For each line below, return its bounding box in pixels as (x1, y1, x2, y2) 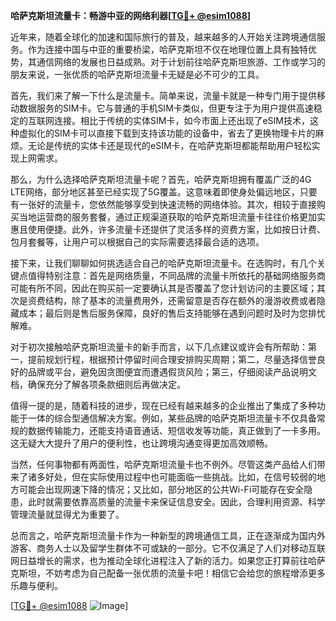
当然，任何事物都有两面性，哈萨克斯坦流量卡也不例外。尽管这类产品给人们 (10, 459, 317, 470)
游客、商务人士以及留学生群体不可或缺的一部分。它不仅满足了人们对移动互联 (10, 542, 326, 554)
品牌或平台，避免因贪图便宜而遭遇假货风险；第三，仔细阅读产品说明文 (27, 366, 317, 378)
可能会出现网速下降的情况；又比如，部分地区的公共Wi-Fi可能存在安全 (18, 484, 305, 495)
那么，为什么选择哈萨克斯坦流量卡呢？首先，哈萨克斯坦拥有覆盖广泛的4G (10, 174, 312, 185)
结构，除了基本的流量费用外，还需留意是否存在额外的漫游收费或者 (44, 295, 317, 306)
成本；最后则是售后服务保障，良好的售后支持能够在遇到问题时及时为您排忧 (18, 307, 326, 319)
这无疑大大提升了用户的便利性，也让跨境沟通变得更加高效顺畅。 (10, 437, 273, 449)
